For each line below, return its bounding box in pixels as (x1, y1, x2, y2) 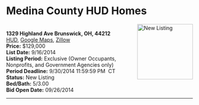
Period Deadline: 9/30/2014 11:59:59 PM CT (6, 67, 115, 74)
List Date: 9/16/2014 (6, 48, 56, 55)
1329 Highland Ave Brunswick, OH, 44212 (6, 29, 111, 37)
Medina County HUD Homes (6, 4, 147, 18)
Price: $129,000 (6, 42, 46, 50)
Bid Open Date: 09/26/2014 (6, 86, 74, 93)
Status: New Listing (6, 74, 55, 81)
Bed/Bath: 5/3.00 (6, 80, 49, 87)
